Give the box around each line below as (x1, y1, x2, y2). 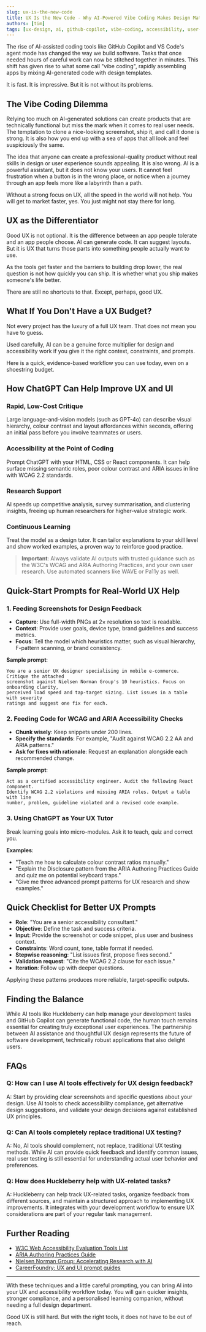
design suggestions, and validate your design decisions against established (6, 1106, 197, 1113)
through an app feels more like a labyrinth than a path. (6, 179, 143, 187)
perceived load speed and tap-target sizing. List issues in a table (6, 689, 188, 695)
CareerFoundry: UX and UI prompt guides (15, 1264, 121, 1272)
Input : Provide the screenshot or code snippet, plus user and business (15, 931, 194, 939)
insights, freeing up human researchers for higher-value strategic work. (6, 507, 187, 514)
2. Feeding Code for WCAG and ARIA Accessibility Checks (6, 714, 183, 723)
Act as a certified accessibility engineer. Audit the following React (6, 778, 193, 785)
